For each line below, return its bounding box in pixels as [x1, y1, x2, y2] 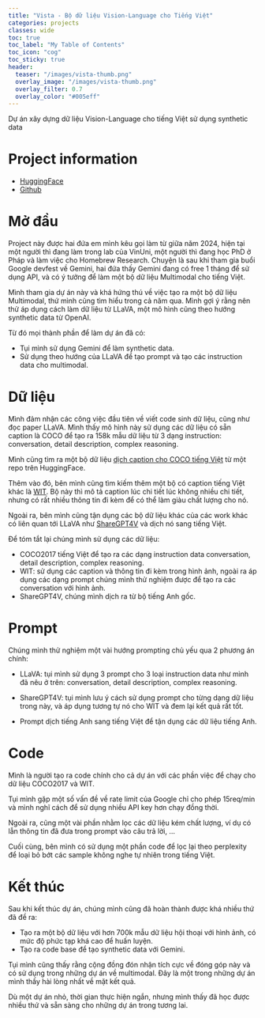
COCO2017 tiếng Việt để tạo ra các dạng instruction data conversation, [19, 550, 251, 559]
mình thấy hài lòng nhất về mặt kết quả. [8, 976, 136, 986]
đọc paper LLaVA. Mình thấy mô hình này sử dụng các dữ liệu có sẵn [8, 422, 231, 432]
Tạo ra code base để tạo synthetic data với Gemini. [19, 944, 185, 954]
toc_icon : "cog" [8, 48, 62, 56]
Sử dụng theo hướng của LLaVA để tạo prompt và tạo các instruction [19, 352, 243, 361]
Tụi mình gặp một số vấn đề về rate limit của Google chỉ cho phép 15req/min [8, 794, 256, 804]
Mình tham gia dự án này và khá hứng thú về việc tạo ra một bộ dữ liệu [8, 288, 237, 297]
